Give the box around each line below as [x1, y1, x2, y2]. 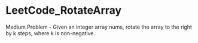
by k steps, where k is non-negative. [5, 29, 96, 36]
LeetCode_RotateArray [5, 4, 122, 17]
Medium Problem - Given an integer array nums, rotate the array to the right [5, 23, 193, 30]
